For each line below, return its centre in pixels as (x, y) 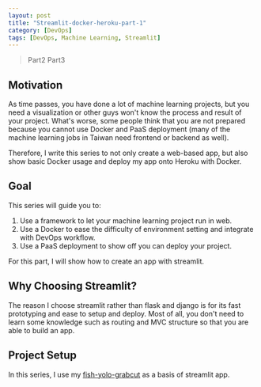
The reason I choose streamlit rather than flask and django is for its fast (125, 305)
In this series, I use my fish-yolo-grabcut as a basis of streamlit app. (119, 374)
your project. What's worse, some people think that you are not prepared (127, 121)
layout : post (30, 15)
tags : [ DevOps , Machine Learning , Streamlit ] (84, 38)
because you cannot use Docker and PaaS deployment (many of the (119, 129)
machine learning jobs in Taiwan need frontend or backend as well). (119, 138)
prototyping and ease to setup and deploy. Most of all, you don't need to (126, 313)
